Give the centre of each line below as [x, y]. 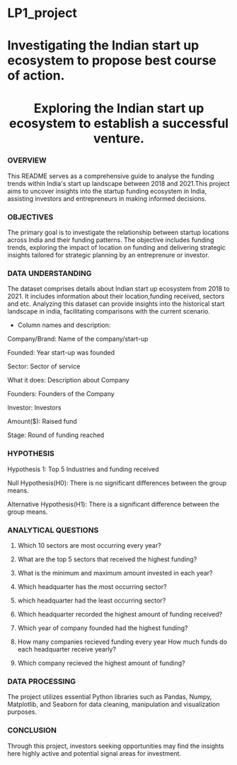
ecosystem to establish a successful [119, 123]
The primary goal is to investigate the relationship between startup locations [118, 233]
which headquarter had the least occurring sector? [92, 600]
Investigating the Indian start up [103, 46]
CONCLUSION [32, 730]
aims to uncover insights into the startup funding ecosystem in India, [107, 191]
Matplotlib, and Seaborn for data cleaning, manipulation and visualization [114, 705]
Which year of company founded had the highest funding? [103, 628]
